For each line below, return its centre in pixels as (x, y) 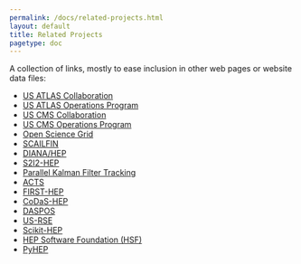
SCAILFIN (40, 144)
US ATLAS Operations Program (80, 106)
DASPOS (39, 211)
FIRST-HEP (43, 192)
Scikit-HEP (42, 231)
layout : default (40, 26)
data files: (28, 79)
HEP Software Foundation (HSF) (82, 240)
